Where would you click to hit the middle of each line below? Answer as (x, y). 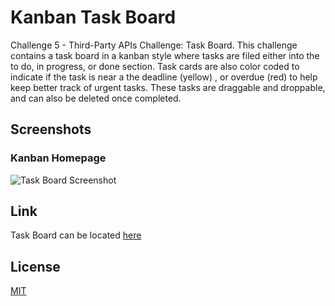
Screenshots (51, 129)
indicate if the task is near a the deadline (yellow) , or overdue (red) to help (164, 77)
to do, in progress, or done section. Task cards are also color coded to (155, 66)
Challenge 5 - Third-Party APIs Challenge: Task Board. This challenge (154, 45)
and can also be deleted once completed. (96, 98)
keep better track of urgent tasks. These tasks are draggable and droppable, (168, 87)
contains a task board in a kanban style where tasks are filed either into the (165, 55)
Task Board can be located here (76, 235)
